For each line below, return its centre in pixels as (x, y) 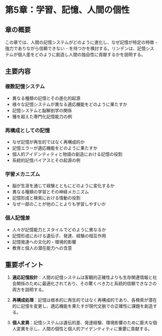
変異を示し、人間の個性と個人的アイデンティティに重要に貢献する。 (84, 329)
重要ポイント (24, 265)
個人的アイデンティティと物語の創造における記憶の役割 (67, 154)
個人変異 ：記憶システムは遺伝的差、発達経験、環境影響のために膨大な (82, 323)
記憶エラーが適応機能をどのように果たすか (55, 148)
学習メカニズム (23, 174)
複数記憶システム (25, 87)
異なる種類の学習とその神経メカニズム (50, 192)
